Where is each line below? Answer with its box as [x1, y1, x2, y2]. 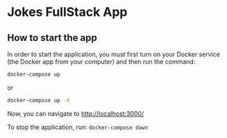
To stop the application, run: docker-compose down [7, 123, 149, 131]
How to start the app [7, 32, 97, 44]
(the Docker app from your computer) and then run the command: [7, 58, 196, 66]
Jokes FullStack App [7, 4, 128, 20]
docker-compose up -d [7, 96, 70, 104]
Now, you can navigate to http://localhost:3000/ [7, 109, 144, 118]
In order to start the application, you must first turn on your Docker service [7, 50, 221, 58]
